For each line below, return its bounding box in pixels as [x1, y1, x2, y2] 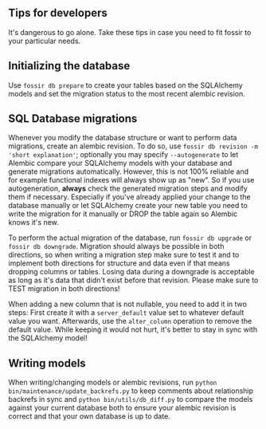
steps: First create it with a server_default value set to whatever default [8, 308, 244, 317]
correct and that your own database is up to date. [8, 411, 171, 421]
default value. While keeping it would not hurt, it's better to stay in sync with [8, 325, 257, 334]
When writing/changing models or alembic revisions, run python [8, 378, 217, 388]
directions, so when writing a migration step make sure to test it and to [8, 250, 240, 260]
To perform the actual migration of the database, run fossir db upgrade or [8, 233, 252, 242]
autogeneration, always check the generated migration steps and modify [8, 183, 248, 194]
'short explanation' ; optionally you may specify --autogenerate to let [8, 150, 239, 159]
